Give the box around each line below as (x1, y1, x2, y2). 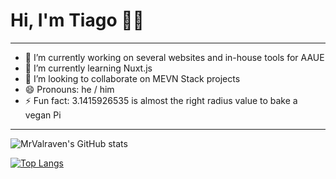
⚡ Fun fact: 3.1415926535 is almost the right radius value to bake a (24, 94, 298, 106)
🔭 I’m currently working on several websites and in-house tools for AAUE (24, 51, 325, 63)
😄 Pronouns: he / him (24, 83, 115, 95)
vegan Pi (24, 109, 62, 121)
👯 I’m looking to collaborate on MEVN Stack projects (24, 72, 241, 84)
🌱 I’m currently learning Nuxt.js (24, 62, 153, 74)
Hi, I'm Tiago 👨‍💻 (10, 9, 145, 32)
